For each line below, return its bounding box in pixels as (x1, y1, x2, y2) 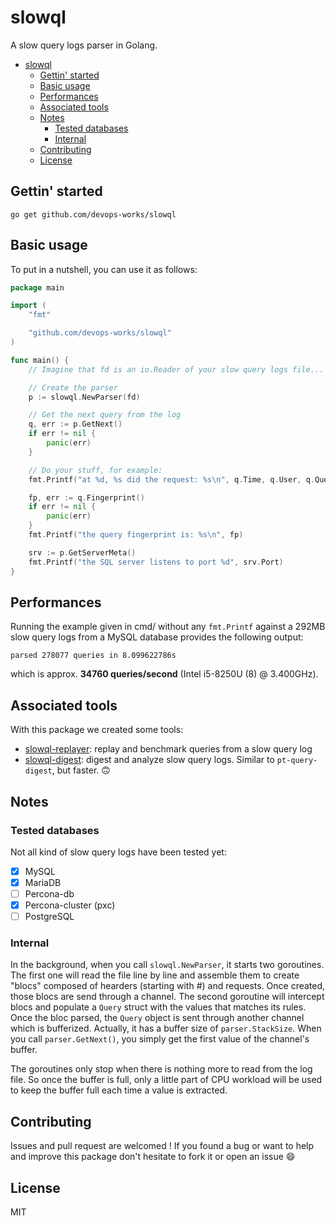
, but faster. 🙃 (51, 764, 111, 776)
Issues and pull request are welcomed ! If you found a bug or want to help (10, 1140, 315, 1152)
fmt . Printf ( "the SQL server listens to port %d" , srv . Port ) (28, 557, 284, 567)
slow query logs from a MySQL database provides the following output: (10, 631, 304, 643)
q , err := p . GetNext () (28, 419, 123, 430)
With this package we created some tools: (10, 724, 184, 736)
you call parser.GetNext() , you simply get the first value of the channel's (10, 1033, 310, 1045)
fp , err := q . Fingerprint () (28, 492, 145, 503)
